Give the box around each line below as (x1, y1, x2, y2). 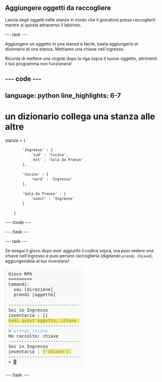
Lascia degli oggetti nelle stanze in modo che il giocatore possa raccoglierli (5, 17, 156, 22)
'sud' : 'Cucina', (31, 152, 68, 157)
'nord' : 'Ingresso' (31, 176, 73, 182)
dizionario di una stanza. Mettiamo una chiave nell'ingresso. (5, 46, 125, 52)
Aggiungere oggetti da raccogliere (5, 4, 111, 12)
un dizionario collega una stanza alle (5, 111, 155, 122)
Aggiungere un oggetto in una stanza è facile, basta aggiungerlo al (5, 41, 138, 47)
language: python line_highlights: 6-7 (5, 91, 121, 99)
